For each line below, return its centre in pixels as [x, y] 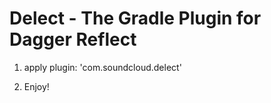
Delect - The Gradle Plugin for [135, 18]
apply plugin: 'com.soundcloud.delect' [102, 67]
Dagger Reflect [73, 39]
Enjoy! [36, 86]
